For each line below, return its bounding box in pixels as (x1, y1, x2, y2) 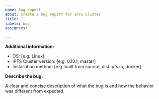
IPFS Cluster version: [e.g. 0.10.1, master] (12, 58, 96, 64)
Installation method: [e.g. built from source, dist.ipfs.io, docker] (12, 64, 142, 70)
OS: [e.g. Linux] (12, 53, 45, 59)
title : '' (5, 16, 26, 21)
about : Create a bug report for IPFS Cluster (5, 12, 101, 17)
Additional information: (5, 44, 55, 49)
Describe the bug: (5, 73, 43, 79)
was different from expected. (5, 88, 65, 94)
